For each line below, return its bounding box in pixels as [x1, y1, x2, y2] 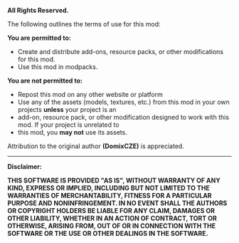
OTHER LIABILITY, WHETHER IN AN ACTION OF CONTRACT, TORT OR [7, 214, 217, 222]
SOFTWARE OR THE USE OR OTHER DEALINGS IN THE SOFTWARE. [7, 229, 208, 237]
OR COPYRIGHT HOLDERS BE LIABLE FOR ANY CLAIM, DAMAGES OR [7, 207, 216, 214]
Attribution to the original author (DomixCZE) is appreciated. [7, 142, 185, 150]
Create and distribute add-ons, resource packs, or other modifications [17, 48, 224, 56]
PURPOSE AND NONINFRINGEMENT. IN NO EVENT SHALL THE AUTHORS [7, 199, 228, 207]
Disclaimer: [7, 162, 43, 170]
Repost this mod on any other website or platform [17, 91, 164, 98]
